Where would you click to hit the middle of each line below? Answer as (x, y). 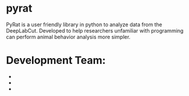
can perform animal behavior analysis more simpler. (68, 37)
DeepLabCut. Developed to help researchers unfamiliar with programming (95, 30)
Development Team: (56, 61)
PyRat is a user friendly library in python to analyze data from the (84, 24)
